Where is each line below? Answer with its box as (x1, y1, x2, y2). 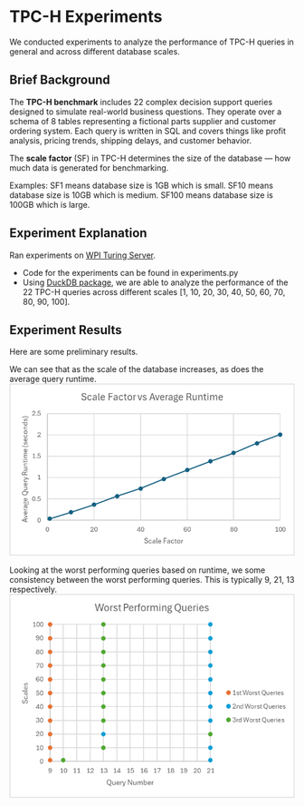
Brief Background (9, 73, 110, 88)
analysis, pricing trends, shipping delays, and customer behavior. (9, 134, 252, 146)
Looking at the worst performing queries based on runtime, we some (9, 565, 266, 575)
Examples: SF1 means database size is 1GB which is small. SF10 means (9, 180, 274, 191)
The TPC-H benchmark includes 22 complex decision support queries (9, 96, 273, 107)
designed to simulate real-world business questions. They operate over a (9, 106, 282, 117)
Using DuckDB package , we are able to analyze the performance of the (22, 277, 289, 288)
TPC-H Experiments (9, 6, 163, 27)
